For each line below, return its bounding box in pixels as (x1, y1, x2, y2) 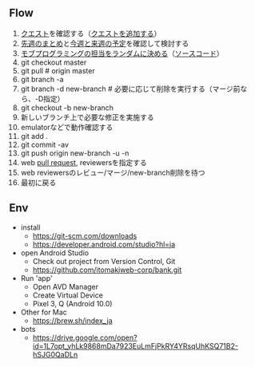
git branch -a (20, 74, 64, 84)
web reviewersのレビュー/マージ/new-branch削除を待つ (20, 168, 205, 177)
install (20, 223, 41, 232)
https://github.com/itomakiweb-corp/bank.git (32, 265, 182, 274)
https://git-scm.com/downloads (32, 231, 137, 240)
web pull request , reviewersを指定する (20, 157, 147, 167)
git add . (20, 131, 49, 140)
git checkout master (20, 57, 87, 67)
